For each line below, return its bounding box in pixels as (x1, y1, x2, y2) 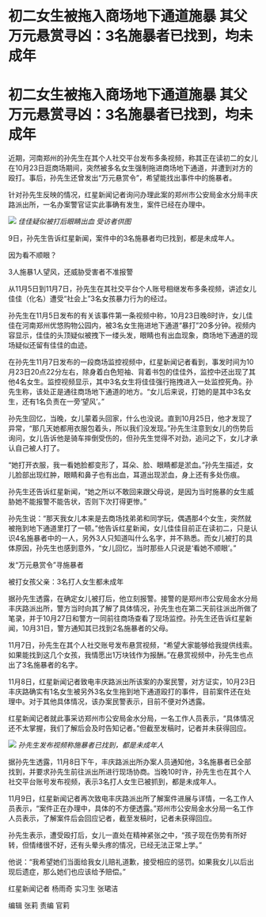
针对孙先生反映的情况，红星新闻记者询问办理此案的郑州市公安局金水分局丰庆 (8, 190, 258, 200)
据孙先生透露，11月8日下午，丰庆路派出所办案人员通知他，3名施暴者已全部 (8, 757, 252, 767)
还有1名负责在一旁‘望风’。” (21, 397, 105, 406)
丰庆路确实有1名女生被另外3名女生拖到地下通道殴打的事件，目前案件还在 (8, 687, 245, 697)
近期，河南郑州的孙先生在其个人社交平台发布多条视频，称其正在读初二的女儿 (8, 154, 258, 163)
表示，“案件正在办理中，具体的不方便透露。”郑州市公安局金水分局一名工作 (14, 804, 254, 813)
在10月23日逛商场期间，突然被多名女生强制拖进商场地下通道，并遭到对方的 (8, 163, 253, 173)
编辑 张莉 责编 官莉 (8, 900, 70, 911)
